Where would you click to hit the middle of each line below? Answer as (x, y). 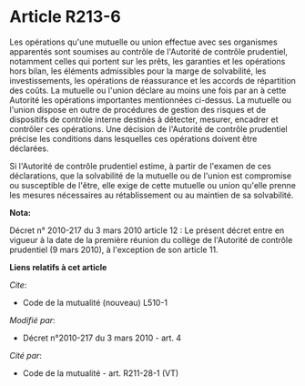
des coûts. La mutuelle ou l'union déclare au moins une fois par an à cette (148, 90)
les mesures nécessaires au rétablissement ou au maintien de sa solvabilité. (152, 195)
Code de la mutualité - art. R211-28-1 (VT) (101, 373)
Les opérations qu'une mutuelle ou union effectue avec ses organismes (143, 42)
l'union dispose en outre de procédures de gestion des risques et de (138, 109)
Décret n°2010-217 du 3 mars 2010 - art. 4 (102, 338)
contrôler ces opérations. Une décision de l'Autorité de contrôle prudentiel (149, 128)
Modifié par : (33, 320)
